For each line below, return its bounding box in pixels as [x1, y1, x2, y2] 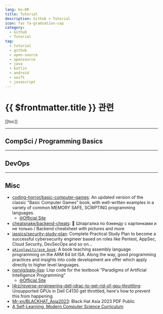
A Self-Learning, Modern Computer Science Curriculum [12, 304, 124, 309]
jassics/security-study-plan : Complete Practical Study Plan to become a [12, 231, 156, 237]
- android [9, 71, 29, 75]
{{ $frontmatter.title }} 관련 [5, 102, 114, 113]
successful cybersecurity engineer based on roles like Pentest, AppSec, [12, 236, 156, 241]
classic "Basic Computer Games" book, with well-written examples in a [12, 200, 154, 205]
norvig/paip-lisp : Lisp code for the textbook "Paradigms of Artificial [12, 267, 147, 273]
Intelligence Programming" [12, 272, 66, 278]
